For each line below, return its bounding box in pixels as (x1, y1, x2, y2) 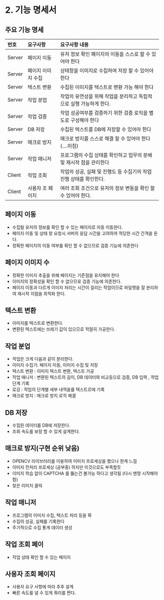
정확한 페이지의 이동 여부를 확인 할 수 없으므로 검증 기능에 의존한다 (12, 242, 139, 248)
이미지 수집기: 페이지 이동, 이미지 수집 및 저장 (12, 362, 99, 368)
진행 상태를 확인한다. (60, 176, 105, 182)
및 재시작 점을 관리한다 (60, 159, 109, 166)
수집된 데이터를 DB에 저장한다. (12, 422, 71, 429)
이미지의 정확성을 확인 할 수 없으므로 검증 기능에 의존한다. (12, 278, 122, 284)
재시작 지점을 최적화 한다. (17, 290, 66, 296)
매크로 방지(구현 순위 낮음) (5, 444, 80, 453)
